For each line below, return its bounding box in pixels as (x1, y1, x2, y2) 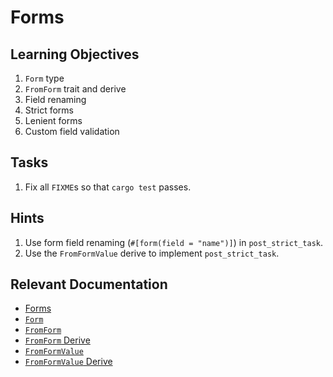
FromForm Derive (24, 334, 91, 346)
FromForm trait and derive (24, 83, 127, 95)
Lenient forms (24, 115, 83, 126)
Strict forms (24, 104, 74, 116)
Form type (24, 72, 65, 84)
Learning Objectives (10, 46, 140, 63)
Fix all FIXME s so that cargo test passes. (24, 181, 192, 193)
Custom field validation (24, 126, 120, 137)
